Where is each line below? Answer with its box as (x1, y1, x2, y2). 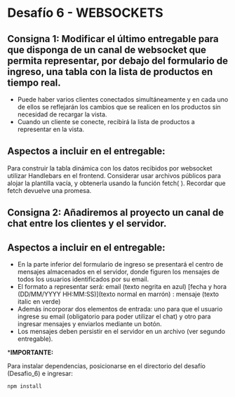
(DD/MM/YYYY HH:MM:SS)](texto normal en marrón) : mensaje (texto (17, 290, 220, 299)
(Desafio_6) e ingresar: (7, 370, 74, 378)
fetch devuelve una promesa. (7, 186, 92, 194)
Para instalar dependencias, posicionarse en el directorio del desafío (7, 362, 206, 370)
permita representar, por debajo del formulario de (7, 55, 229, 67)
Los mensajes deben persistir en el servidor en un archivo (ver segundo (17, 328, 226, 336)
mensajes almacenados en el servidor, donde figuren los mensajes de (17, 268, 220, 276)
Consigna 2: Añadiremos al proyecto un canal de (7, 207, 224, 219)
